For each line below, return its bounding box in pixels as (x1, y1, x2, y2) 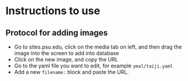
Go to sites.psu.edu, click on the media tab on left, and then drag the (14, 43, 182, 50)
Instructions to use (5, 4, 100, 18)
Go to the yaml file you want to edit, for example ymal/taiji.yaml (14, 62, 173, 69)
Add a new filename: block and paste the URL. (14, 69, 129, 75)
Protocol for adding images (5, 28, 108, 38)
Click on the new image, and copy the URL (14, 56, 119, 63)
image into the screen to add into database (14, 50, 119, 57)
